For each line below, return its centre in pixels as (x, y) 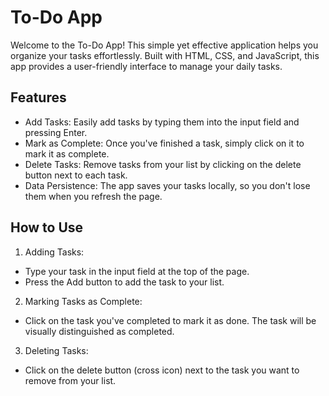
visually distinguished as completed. (99, 331)
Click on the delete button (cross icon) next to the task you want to (162, 370)
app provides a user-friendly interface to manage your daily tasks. (146, 66)
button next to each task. (76, 175)
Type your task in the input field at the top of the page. (137, 271)
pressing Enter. (56, 132)
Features (38, 97)
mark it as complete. (67, 153)
